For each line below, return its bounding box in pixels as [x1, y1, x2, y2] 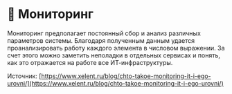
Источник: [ [7, 72, 42, 80]
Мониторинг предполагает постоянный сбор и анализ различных [7, 29, 201, 37]
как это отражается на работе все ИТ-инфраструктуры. [7, 58, 173, 66]
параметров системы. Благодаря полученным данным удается [7, 36, 195, 44]
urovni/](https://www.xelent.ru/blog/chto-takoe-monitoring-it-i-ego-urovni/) [7, 79, 224, 87]
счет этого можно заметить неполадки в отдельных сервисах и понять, [7, 51, 220, 59]
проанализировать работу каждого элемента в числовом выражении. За [7, 44, 225, 52]
